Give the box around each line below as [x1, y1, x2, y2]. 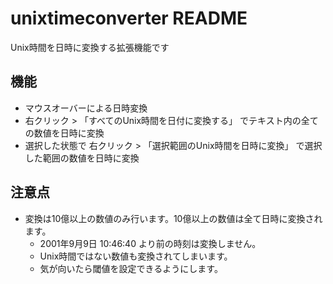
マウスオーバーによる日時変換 [24, 102, 148, 114]
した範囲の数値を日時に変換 [24, 152, 140, 164]
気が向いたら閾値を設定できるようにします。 [39, 262, 223, 274]
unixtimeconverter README [10, 7, 248, 30]
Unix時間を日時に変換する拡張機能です [10, 41, 170, 53]
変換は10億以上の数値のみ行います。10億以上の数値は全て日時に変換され [24, 212, 323, 224]
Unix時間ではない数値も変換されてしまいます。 [39, 250, 233, 262]
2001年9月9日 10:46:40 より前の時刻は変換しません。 [39, 237, 262, 249]
